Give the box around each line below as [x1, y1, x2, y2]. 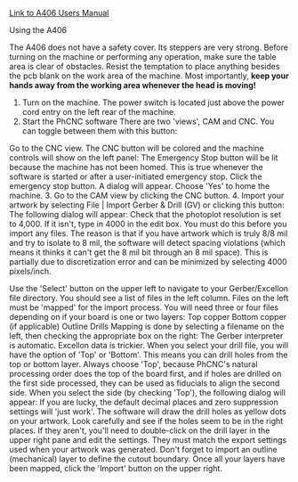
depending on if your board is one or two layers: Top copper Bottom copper [9, 312, 287, 322]
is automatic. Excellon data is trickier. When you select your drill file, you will [9, 340, 289, 350]
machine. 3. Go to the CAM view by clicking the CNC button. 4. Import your [9, 191, 285, 200]
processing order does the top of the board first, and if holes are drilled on [9, 369, 282, 379]
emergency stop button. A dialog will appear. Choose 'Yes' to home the [9, 181, 270, 191]
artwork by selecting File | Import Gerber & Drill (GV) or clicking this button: [9, 200, 285, 210]
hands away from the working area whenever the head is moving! [9, 80, 256, 90]
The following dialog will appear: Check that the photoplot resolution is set [9, 209, 282, 219]
